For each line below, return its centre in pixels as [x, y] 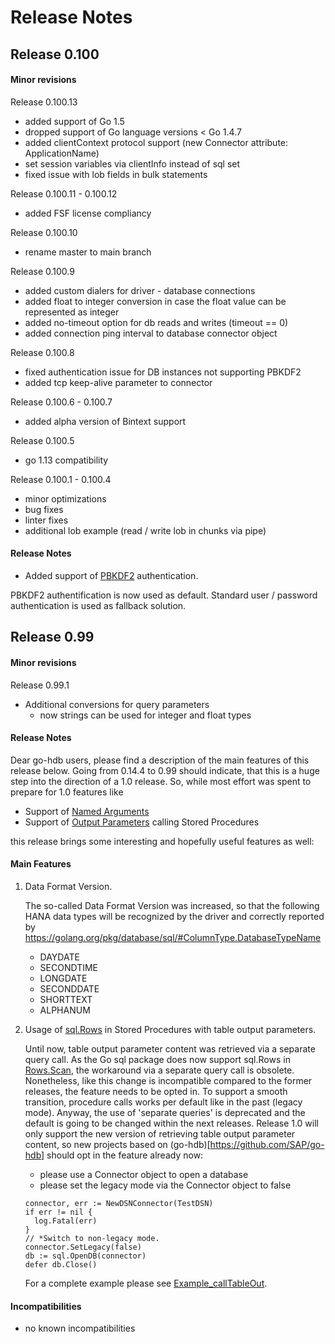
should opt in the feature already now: [125, 1155]
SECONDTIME [69, 967]
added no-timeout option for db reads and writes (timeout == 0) [156, 322]
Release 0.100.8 [42, 352]
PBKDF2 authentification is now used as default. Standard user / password [164, 595]
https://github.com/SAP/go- [267, 1144]
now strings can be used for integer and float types [145, 715]
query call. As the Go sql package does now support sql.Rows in [157, 1059]
